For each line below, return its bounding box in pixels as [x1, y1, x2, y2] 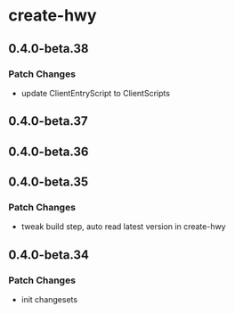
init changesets [20, 294, 77, 305]
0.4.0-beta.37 [8, 113, 88, 129]
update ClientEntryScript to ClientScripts [20, 87, 171, 98]
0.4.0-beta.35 [8, 175, 89, 190]
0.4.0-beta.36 [8, 144, 89, 159]
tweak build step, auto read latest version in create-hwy [20, 221, 226, 232]
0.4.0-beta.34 [8, 247, 90, 262]
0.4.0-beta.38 [8, 41, 89, 56]
